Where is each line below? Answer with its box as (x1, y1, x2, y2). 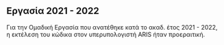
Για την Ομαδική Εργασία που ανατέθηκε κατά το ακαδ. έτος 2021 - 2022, (6, 23, 218, 31)
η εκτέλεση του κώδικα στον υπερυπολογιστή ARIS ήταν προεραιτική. (6, 30, 206, 38)
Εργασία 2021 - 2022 (6, 5, 100, 17)
